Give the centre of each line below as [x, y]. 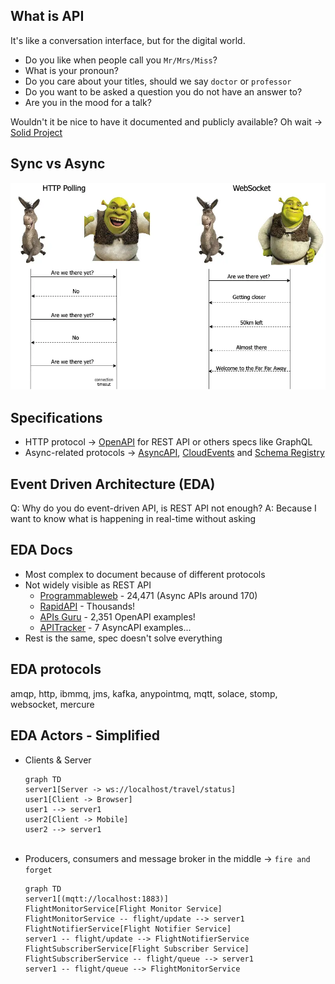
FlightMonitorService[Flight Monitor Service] [123, 909]
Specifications [56, 417]
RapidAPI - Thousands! [87, 606]
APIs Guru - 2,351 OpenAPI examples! [117, 616]
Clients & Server [58, 760]
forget [38, 870]
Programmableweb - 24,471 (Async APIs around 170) [148, 595]
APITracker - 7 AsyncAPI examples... [115, 627]
